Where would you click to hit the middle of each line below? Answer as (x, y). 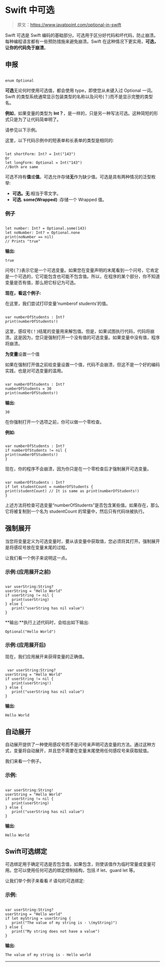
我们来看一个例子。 (25, 761)
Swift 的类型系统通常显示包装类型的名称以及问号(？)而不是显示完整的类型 (79, 96)
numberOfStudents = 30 (28, 389)
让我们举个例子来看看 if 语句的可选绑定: (45, 881)
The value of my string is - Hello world (48, 955)
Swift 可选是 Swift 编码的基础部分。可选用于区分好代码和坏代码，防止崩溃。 (82, 35)
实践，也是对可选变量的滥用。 (35, 371)
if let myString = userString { (38, 918)
